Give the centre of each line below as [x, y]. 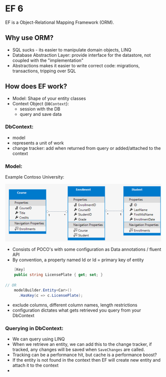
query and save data [41, 114]
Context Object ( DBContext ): [41, 103]
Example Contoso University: [35, 177]
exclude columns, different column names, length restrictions [75, 305]
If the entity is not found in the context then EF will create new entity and [86, 360]
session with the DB [40, 109]
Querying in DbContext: [34, 329]
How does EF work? [36, 86]
